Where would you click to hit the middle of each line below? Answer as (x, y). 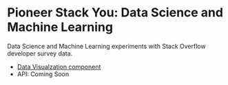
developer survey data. (40, 53)
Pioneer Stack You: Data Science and (115, 13)
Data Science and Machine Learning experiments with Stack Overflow (106, 46)
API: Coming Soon (43, 74)
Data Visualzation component (59, 66)
